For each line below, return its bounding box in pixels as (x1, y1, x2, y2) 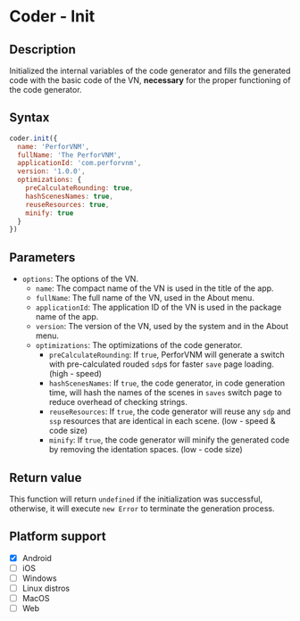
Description (9, 42, 76, 57)
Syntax (9, 110, 50, 126)
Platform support (9, 529, 106, 544)
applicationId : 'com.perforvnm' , (17, 159, 142, 168)
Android (21, 552, 52, 563)
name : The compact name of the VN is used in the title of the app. (35, 283, 274, 294)
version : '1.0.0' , (17, 167, 87, 176)
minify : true (25, 208, 74, 218)
